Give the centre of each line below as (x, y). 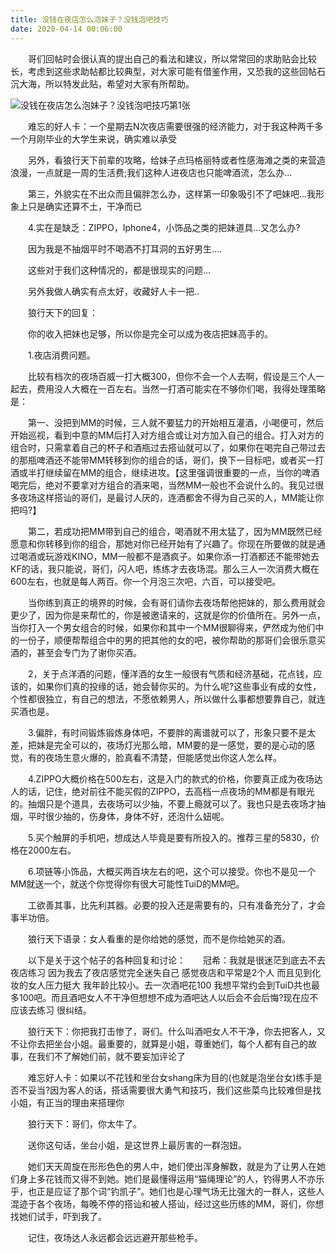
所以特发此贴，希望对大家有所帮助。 (119, 83)
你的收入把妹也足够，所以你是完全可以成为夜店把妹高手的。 (150, 333)
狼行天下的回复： (62, 312)
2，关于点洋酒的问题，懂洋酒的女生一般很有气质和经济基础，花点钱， (170, 673)
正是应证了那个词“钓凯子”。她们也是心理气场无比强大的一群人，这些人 (180, 1191)
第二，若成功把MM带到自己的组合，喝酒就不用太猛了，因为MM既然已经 (175, 531)
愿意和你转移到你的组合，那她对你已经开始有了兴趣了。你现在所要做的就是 (163, 543)
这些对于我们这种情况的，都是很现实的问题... (119, 270)
